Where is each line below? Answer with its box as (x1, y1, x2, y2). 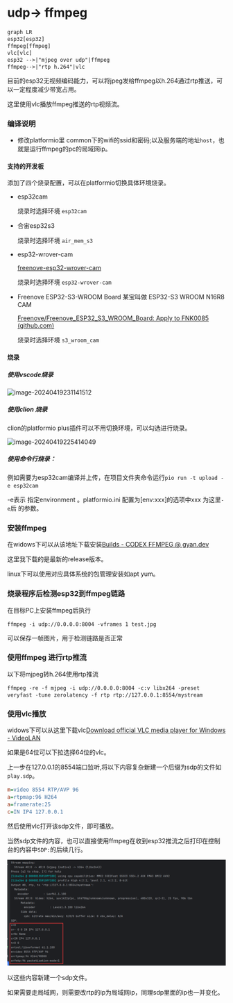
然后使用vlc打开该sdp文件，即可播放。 (7, 822, 118, 830)
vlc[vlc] (7, 49, 33, 56)
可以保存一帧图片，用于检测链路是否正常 (7, 633, 123, 642)
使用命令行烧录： (7, 454, 56, 463)
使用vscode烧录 (7, 370, 54, 379)
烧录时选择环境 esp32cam (17, 207, 87, 215)
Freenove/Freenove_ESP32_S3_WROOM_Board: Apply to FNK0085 (17, 314, 209, 322)
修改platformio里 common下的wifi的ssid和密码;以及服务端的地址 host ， (17, 136, 219, 144)
